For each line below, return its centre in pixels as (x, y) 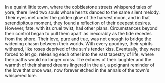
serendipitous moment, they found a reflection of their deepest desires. (78, 23)
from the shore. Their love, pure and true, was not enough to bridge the (78, 39)
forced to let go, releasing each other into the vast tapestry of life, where (80, 54)
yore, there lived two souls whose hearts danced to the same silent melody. (82, 12)
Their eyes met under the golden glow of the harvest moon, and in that (78, 18)
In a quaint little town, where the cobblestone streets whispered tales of (79, 7)
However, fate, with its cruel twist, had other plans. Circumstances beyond (81, 28)
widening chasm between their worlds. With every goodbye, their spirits (79, 44)
